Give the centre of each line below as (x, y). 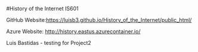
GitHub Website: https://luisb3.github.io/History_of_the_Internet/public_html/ (99, 20)
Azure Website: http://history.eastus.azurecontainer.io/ (73, 31)
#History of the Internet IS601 (42, 9)
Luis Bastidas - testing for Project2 (49, 43)
